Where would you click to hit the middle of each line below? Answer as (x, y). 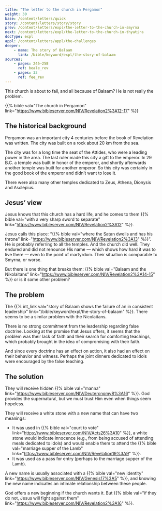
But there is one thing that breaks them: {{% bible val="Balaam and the (76, 269)
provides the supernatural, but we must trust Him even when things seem (78, 399)
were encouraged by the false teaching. (45, 362)
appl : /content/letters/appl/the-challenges (51, 41)
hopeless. (15, 404)
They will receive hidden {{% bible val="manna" (53, 388)
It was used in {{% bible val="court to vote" (55, 428)
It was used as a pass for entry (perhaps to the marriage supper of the (82, 459)
